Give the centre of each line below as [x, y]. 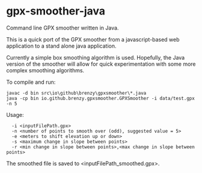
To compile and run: [31, 82]
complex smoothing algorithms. [45, 70]
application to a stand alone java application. [61, 46]
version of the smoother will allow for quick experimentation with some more [101, 64]
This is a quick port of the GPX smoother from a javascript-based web [93, 39]
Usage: [15, 115]
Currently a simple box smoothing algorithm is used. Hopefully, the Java [96, 57]
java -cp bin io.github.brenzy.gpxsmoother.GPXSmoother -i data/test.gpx [101, 98]
